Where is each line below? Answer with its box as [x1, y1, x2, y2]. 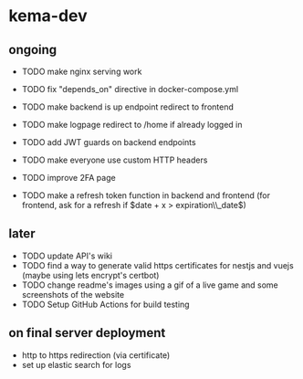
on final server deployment [8, 325, 166, 341]
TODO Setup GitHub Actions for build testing [21, 299, 190, 310]
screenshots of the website [21, 289, 125, 300]
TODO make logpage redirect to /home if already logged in [21, 120, 243, 130]
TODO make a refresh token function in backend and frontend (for [21, 190, 271, 201]
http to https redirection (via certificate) [21, 349, 171, 361]
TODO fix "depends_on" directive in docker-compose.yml [21, 84, 239, 94]
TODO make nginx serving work [21, 66, 142, 77]
